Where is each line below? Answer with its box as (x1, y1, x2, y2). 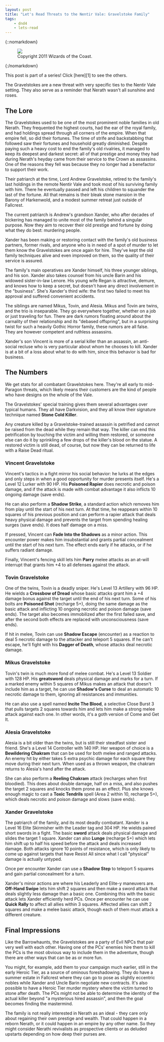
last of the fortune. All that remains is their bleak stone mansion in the (5, 192, 145, 197)
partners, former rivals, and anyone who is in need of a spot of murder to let (5, 242, 158, 248)
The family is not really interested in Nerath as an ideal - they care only (5, 1010, 148, 1016)
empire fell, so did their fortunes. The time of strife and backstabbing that (5, 135, 153, 141)
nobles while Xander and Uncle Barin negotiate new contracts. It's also (5, 980, 148, 986)
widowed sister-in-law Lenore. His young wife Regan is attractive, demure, (5, 277, 156, 283)
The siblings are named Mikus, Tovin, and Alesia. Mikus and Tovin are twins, (5, 302, 159, 308)
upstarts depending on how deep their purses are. (5, 1031, 107, 1037)
